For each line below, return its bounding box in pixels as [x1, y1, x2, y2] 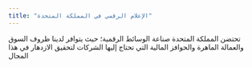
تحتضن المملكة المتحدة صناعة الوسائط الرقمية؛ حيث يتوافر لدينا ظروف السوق [8, 34, 241, 43]
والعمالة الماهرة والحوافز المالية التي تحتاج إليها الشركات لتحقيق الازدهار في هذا [8, 42, 244, 52]
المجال [8, 50, 29, 60]
